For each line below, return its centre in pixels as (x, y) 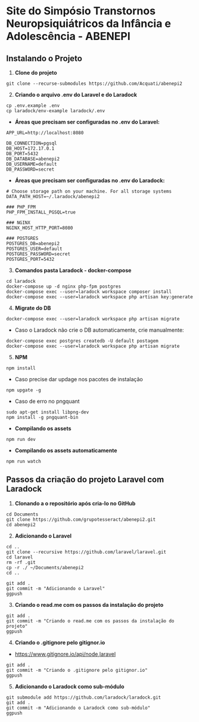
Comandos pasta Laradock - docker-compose (73, 270)
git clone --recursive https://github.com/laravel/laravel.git (86, 552)
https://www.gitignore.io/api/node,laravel (65, 654)
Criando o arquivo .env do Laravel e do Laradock (76, 95)
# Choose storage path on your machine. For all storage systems (89, 192)
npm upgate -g (24, 390)
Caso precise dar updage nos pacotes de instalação (79, 379)
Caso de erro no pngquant (47, 401)
